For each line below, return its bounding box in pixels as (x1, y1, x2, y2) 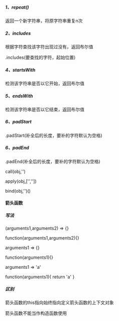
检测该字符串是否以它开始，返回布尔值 (5, 80, 84, 86)
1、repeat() (5, 4, 29, 10)
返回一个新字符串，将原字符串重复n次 (5, 18, 83, 24)
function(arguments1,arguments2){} (5, 235, 79, 241)
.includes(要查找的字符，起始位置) (5, 54, 76, 60)
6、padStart (5, 119, 32, 125)
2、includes (5, 30, 31, 36)
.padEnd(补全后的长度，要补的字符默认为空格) (5, 158, 100, 165)
